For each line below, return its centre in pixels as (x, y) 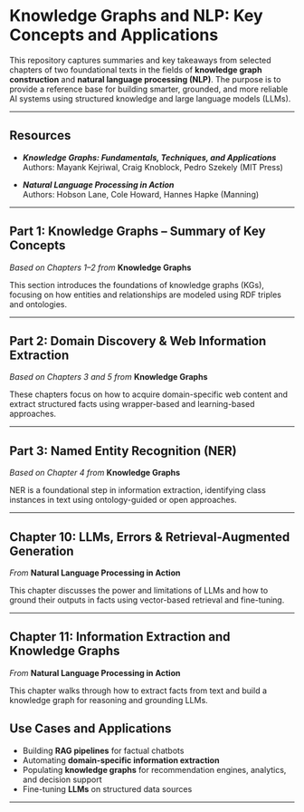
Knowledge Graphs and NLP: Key (137, 16)
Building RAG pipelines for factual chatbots (103, 750)
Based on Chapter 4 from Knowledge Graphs (95, 473)
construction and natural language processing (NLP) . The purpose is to (145, 79)
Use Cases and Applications (90, 729)
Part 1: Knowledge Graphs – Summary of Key (138, 232)
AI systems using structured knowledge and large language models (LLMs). (150, 98)
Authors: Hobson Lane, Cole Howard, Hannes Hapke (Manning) (141, 194)
